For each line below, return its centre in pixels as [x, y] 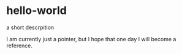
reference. [19, 46]
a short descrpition [30, 27]
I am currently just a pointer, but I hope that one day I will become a [91, 39]
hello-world [37, 11]
